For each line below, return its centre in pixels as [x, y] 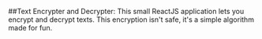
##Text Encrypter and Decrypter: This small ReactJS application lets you [126, 11]
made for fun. [30, 28]
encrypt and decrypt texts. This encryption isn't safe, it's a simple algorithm [131, 19]
